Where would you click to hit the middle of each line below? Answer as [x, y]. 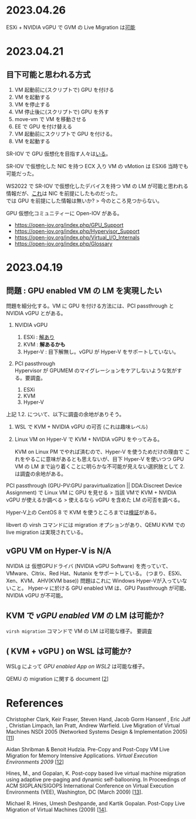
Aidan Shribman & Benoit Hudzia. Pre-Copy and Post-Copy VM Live [88, 750]
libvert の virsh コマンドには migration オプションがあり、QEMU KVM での [96, 524]
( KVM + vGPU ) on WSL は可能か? [69, 651]
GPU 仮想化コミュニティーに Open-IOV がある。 [64, 213]
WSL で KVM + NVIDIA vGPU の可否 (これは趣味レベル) [81, 426]
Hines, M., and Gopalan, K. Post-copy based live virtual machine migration [96, 773]
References [35, 703]
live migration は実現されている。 [46, 532]
